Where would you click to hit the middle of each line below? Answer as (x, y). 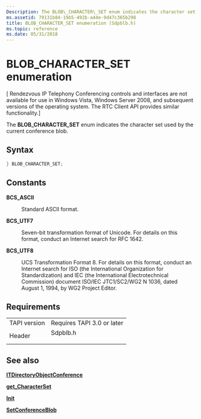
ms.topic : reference (32, 29)
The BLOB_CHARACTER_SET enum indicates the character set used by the (100, 125)
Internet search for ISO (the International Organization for (93, 269)
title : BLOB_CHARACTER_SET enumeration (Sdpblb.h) (71, 23)
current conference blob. (37, 131)
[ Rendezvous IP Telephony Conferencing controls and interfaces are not (97, 94)
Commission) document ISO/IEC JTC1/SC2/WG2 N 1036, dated (100, 281)
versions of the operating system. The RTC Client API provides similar (93, 107)
